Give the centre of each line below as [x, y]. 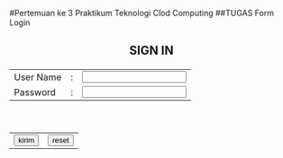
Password [35, 92]
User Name [38, 77]
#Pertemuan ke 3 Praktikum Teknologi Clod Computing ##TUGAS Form [142, 13]
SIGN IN [151, 51]
